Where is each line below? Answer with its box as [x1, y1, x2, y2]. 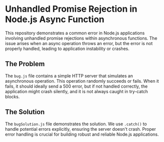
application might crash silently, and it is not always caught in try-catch [5, 88, 148, 94]
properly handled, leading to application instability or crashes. [5, 46, 129, 51]
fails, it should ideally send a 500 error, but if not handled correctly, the [5, 83, 148, 89]
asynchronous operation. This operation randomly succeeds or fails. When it [5, 78, 159, 84]
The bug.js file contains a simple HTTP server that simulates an [5, 72, 133, 79]
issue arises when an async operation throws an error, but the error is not [5, 40, 153, 46]
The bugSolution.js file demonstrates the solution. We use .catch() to [5, 121, 147, 127]
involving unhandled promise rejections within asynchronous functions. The [5, 35, 158, 41]
